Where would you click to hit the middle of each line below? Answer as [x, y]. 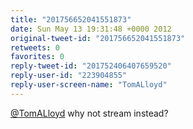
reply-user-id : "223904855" [69, 76]
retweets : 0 [35, 47]
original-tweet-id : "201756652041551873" [98, 38]
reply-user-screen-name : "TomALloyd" [89, 85]
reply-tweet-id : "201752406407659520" [91, 66]
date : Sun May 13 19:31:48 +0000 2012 [91, 29]
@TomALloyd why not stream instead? [89, 113]
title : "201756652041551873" [71, 19]
